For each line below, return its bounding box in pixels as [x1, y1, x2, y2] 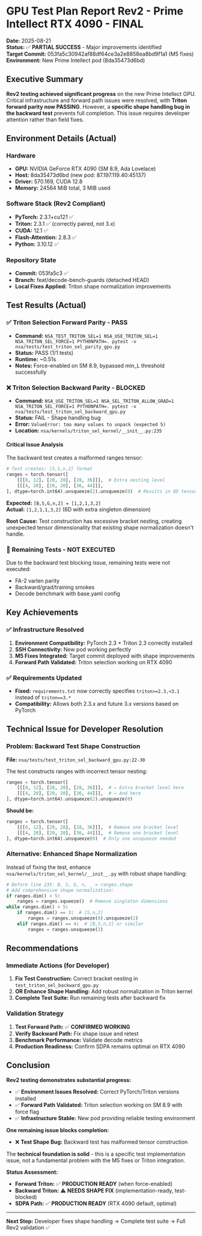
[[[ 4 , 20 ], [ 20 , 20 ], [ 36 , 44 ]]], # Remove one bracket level [17, 830, 179, 836]
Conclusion [6, 1060, 50, 1071]
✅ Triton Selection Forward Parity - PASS [6, 318, 128, 327]
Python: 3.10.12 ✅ [14, 240, 59, 248]
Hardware [6, 152, 36, 160]
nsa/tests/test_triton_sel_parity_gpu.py [14, 344, 120, 350]
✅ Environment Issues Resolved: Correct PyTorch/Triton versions [14, 1088, 179, 1095]
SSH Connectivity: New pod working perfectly [14, 645, 131, 653]
